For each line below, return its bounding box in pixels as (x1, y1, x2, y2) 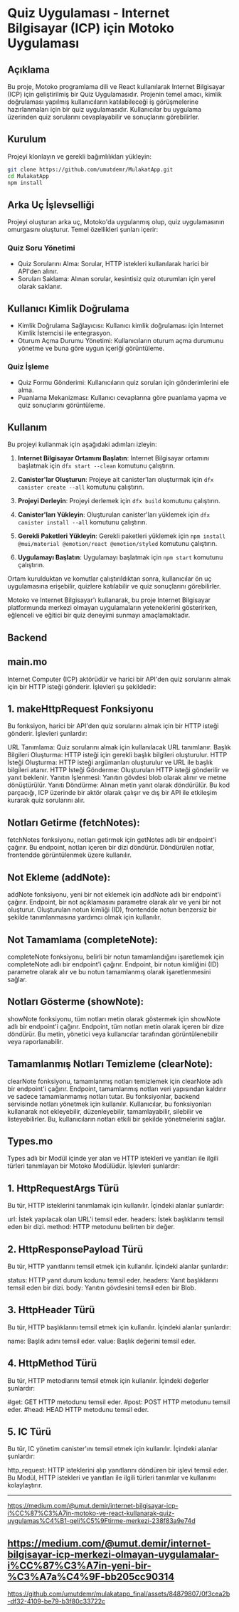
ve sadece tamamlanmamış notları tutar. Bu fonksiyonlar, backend (7, 1092, 201, 1100)
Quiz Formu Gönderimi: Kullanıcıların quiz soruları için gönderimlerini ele (17, 378, 230, 386)
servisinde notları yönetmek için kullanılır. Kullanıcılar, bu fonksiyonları (7, 1100, 212, 1108)
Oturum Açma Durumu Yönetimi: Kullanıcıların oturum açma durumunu (17, 337, 224, 345)
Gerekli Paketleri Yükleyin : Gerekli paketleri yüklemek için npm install (17, 532, 226, 540)
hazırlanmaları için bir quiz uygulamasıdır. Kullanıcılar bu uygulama (7, 105, 201, 113)
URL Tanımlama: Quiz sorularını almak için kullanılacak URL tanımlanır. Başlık (7, 743, 231, 752)
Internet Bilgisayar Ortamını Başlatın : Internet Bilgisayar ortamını (17, 454, 210, 463)
